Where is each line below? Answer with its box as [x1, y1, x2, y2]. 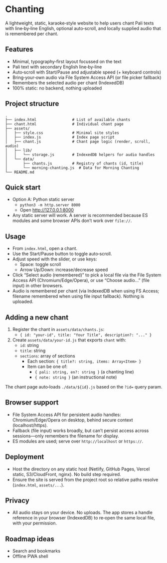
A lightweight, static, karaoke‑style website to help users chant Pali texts [5, 20, 154, 26]
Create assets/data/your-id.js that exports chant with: [12, 337, 126, 343]
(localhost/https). [12, 422, 48, 428]
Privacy [5, 496, 30, 505]
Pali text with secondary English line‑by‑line [12, 63, 102, 69]
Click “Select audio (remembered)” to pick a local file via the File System [12, 272, 162, 278]
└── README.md [5, 169, 35, 174]
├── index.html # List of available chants [5, 117, 131, 122]
